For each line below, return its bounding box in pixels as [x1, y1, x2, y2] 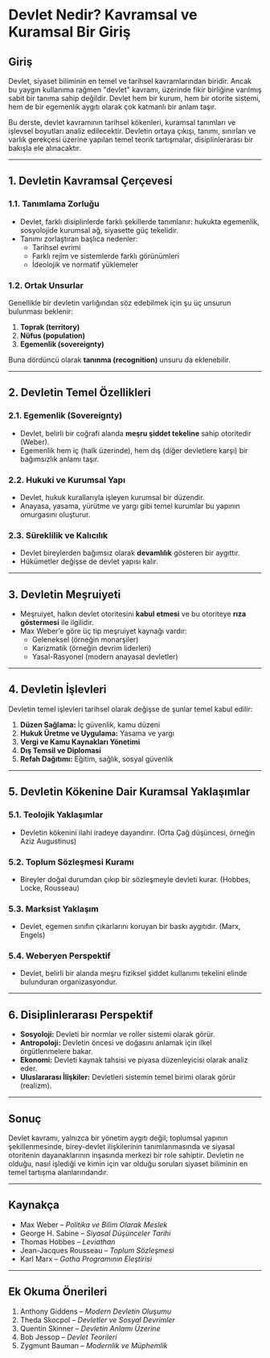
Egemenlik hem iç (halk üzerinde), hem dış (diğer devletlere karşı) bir [19, 445, 248, 455]
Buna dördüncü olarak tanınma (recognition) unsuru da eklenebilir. [8, 355, 231, 364]
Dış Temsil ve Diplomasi [19, 745, 102, 755]
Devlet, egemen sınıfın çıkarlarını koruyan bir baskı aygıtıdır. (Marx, [19, 922, 241, 931]
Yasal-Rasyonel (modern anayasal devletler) [31, 652, 178, 662]
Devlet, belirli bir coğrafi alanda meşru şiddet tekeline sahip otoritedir [19, 428, 252, 438]
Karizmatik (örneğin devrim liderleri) [31, 644, 152, 653]
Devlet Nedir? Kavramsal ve [8, 6, 198, 24]
